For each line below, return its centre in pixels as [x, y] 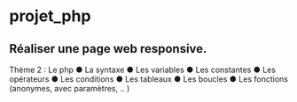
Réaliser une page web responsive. [108, 49]
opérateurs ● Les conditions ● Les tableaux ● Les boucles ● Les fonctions [148, 79]
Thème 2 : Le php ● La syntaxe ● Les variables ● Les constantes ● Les [143, 69]
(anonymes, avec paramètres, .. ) [70, 88]
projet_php [50, 16]
